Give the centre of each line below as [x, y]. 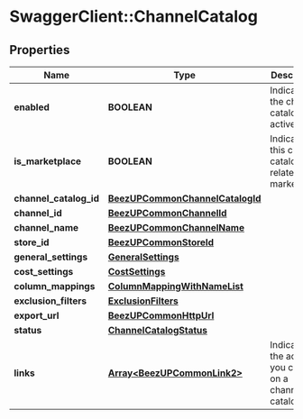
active [283, 124]
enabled [32, 107]
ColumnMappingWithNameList [175, 286]
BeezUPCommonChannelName [176, 228]
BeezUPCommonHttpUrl [161, 315]
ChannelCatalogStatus [157, 330]
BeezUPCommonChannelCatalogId [184, 198]
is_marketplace [48, 161]
